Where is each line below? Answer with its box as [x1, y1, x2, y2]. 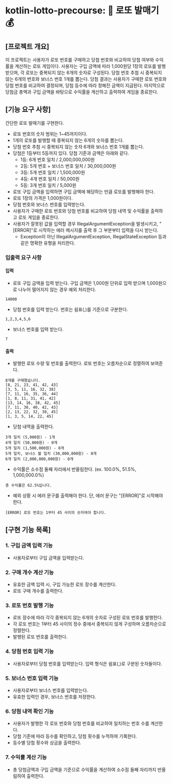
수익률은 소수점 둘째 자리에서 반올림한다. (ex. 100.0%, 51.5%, [12, 466, 137, 472]
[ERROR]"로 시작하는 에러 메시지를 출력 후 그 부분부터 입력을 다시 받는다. [12, 227, 159, 233]
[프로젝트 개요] [5, 42, 50, 51]
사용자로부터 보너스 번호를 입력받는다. [12, 687, 89, 694]
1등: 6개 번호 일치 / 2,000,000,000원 [20, 156, 95, 162]
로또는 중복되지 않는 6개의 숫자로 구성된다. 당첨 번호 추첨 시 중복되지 [25, 70, 162, 75]
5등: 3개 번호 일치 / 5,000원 [20, 182, 77, 188]
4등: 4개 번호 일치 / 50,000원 [20, 176, 80, 182]
